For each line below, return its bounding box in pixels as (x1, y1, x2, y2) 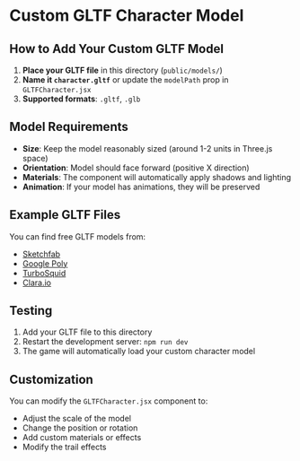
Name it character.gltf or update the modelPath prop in (22, 74, 229, 85)
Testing (9, 303, 53, 318)
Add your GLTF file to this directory (22, 326, 153, 337)
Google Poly (22, 257, 68, 269)
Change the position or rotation (22, 422, 138, 433)
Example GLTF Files (9, 207, 121, 222)
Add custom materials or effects (22, 432, 142, 443)
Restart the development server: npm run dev (22, 336, 189, 347)
